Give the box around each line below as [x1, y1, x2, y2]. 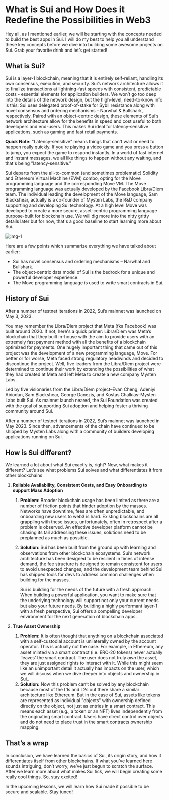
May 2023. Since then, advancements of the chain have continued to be [5, 423, 155, 429]
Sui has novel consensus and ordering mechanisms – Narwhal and [12, 258, 150, 264]
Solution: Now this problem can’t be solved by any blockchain [20, 681, 149, 687]
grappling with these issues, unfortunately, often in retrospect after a [20, 519, 162, 525]
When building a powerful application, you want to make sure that [20, 592, 156, 598]
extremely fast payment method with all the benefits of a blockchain [5, 339, 146, 345]
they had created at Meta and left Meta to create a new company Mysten [5, 371, 156, 377]
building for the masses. [20, 577, 70, 583]
